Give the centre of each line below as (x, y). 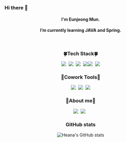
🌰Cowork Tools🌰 (81, 77)
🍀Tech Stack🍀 (81, 54)
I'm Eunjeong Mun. (81, 19)
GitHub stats (81, 124)
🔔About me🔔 (81, 101)
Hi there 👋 (16, 8)
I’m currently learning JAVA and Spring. (81, 30)
